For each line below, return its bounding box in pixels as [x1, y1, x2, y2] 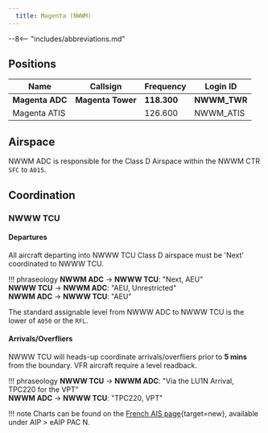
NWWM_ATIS [194, 108, 245, 119]
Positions [8, 57, 56, 71]
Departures [8, 233, 47, 242]
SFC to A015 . [8, 165, 47, 175]
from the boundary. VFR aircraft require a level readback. [8, 360, 197, 370]
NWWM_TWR [194, 94, 248, 105]
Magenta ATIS [12, 108, 66, 119]
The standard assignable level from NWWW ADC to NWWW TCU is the [8, 307, 245, 316]
